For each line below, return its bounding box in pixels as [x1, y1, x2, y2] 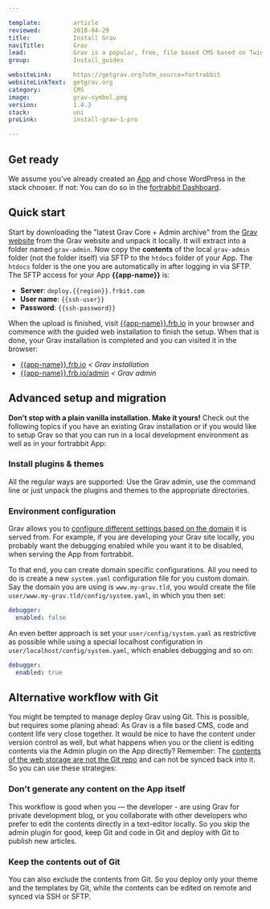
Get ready [8, 152, 59, 166]
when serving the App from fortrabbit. [8, 549, 134, 560]
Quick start [8, 206, 66, 220]
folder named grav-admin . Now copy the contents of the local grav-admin [8, 244, 251, 254]
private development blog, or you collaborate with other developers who [8, 810, 247, 820]
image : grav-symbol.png [8, 93, 128, 101]
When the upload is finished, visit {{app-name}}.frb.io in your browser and [8, 318, 255, 328]
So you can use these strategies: [8, 763, 117, 773]
